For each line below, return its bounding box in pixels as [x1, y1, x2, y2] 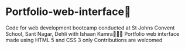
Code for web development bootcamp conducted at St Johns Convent [5, 24, 175, 31]
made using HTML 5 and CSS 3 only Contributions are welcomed [5, 36, 163, 43]
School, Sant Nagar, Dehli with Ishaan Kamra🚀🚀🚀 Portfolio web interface [5, 30, 180, 37]
